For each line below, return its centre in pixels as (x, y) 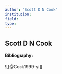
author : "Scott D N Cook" (31, 10)
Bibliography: (19, 56)
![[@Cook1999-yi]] (24, 66)
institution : (18, 14)
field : (12, 19)
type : (10, 23)
